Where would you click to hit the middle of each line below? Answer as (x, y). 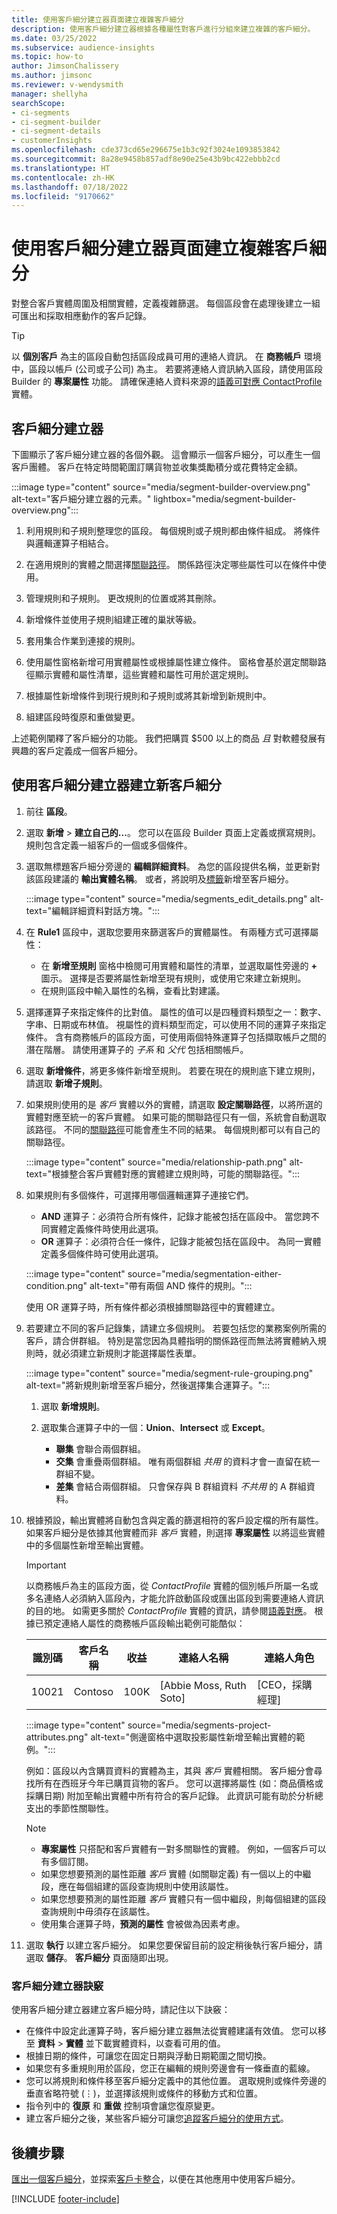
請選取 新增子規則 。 (66, 1083)
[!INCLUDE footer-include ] (65, 2198)
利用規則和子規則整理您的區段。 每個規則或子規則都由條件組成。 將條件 (173, 530)
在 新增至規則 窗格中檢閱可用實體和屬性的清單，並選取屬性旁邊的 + (179, 965)
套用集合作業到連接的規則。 (83, 640)
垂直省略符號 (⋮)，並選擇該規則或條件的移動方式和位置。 (144, 2093)
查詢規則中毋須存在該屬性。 (98, 1911)
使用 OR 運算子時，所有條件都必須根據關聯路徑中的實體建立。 (153, 1307)
